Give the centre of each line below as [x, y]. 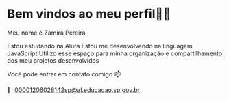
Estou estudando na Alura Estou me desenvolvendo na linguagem [100, 46]
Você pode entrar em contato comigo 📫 [64, 74]
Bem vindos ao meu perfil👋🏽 [89, 14]
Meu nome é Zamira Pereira [46, 33]
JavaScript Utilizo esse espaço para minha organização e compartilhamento [115, 53]
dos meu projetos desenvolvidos [53, 60]
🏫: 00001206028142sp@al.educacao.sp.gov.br [74, 90]
